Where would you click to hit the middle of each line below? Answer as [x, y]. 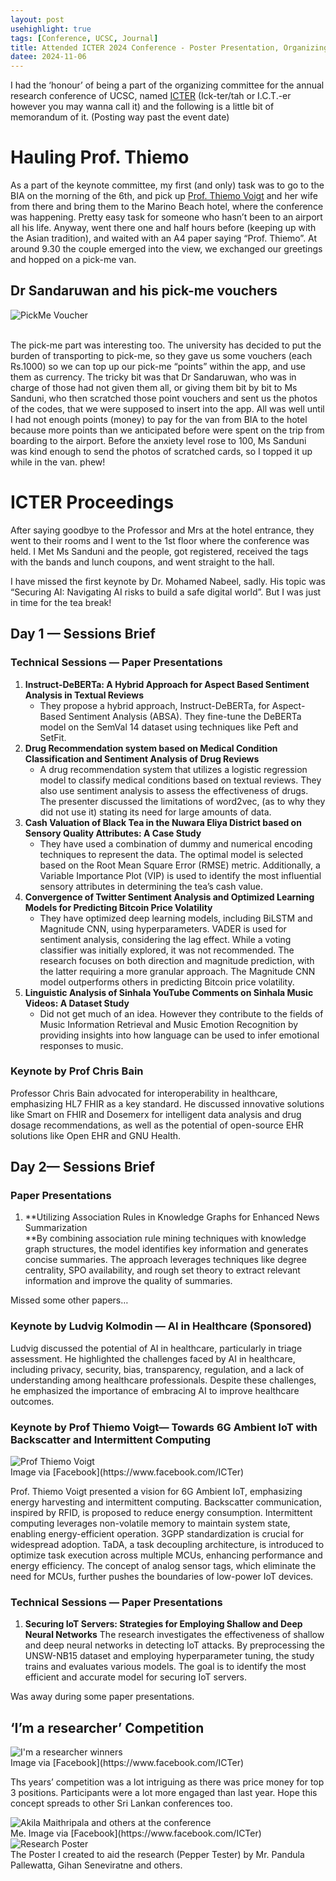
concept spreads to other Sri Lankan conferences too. [121, 1803]
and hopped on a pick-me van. [73, 260]
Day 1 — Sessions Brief [83, 634]
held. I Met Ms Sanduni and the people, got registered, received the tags [159, 551]
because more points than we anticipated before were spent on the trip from [167, 430]
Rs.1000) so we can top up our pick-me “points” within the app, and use [158, 366]
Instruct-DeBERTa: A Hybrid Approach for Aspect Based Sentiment [167, 684]
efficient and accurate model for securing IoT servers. [136, 1677]
